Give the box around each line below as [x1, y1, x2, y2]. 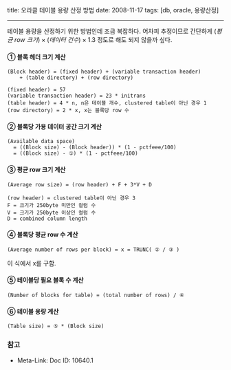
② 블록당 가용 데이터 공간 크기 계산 [7, 122, 102, 131]
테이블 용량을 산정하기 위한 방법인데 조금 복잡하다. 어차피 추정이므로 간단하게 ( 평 [7, 27, 222, 35]
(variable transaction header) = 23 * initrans [7, 92, 146, 100]
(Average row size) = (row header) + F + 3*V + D [7, 181, 153, 188]
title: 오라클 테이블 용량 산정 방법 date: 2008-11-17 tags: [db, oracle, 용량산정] [7, 6, 219, 14]
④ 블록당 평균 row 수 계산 [7, 230, 78, 239]
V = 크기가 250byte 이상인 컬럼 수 [7, 209, 96, 216]
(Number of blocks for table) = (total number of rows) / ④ [7, 292, 184, 299]
